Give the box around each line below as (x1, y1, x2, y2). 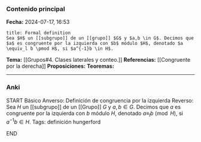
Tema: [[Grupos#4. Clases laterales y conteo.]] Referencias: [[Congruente (6, 56, 191, 64)
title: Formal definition (6, 30, 71, 36)
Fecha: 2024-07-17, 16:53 (6, 19, 70, 26)
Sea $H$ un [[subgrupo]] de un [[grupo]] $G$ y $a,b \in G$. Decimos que (6, 35, 194, 41)
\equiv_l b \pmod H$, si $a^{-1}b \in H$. (6, 46, 114, 52)
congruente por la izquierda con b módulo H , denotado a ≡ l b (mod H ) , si (6, 110, 184, 118)
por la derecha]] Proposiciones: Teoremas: (6, 62, 115, 70)
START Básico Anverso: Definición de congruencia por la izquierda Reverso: (6, 96, 194, 104)
